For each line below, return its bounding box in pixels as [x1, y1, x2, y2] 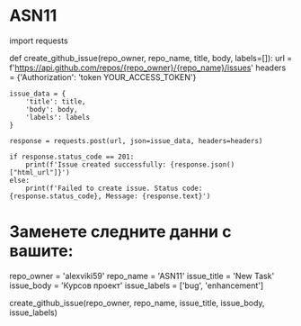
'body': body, [25, 104, 78, 113]
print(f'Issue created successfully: [25, 159, 167, 169]
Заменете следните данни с [9, 222, 232, 242]
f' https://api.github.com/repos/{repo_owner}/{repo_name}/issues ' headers [9, 62, 287, 73]
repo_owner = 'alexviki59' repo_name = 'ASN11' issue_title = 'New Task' [9, 270, 275, 281]
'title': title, [25, 96, 87, 106]
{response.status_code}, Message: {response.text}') [9, 191, 211, 201]
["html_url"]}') [9, 168, 70, 177]
